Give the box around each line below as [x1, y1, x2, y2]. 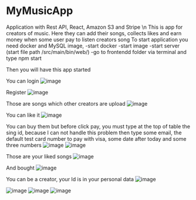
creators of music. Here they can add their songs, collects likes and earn [6, 29, 182, 36]
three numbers [6, 141, 42, 148]
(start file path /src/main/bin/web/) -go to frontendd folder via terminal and [6, 48, 187, 55]
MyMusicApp [6, 4, 73, 18]
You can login [6, 77, 39, 84]
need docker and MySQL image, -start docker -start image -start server [6, 42, 180, 49]
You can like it [6, 111, 40, 118]
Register [6, 89, 26, 96]
